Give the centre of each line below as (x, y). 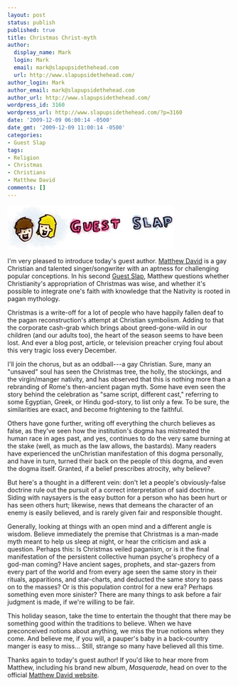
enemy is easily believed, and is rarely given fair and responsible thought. (115, 512)
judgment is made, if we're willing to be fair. (71, 602)
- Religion (23, 158)
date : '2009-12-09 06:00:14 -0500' (60, 120)
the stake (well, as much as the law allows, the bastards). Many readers (112, 445)
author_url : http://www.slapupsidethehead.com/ (79, 97)
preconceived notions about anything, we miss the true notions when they (116, 630)
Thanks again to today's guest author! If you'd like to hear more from (108, 660)
